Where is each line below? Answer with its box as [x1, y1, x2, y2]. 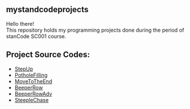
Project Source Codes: [6, 50, 90, 60]
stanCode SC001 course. [6, 32, 66, 40]
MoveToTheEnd [14, 77, 53, 84]
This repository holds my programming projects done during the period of [6, 26, 185, 33]
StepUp [14, 65, 33, 72]
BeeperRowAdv [14, 90, 53, 97]
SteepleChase [14, 96, 49, 103]
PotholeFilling [14, 71, 48, 79]
